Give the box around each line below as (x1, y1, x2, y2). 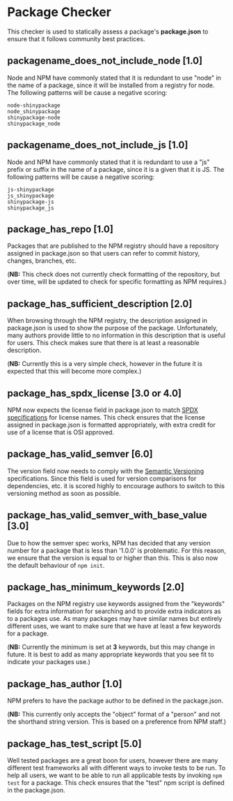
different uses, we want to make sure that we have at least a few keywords (7, 622, 221, 631)
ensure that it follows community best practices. (7, 34, 145, 43)
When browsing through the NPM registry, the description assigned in (7, 316, 207, 325)
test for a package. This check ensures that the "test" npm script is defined (7, 779, 225, 787)
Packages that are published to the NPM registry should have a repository (7, 242, 219, 250)
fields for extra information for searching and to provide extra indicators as (7, 607, 221, 615)
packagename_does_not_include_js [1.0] (7, 139, 188, 151)
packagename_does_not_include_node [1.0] (7, 55, 203, 67)
